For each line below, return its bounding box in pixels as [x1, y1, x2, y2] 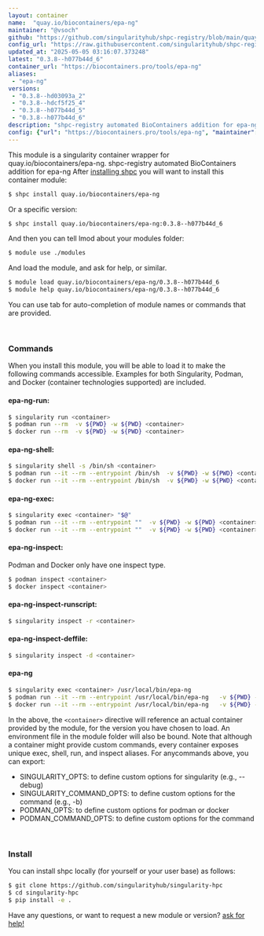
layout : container [8, 11, 68, 20]
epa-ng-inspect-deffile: [8, 634, 88, 644]
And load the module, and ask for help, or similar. [8, 263, 167, 273]
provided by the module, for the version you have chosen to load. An [8, 723, 230, 732]
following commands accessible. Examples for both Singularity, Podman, [8, 369, 244, 379]
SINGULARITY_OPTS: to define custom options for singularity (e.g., [19, 772, 237, 781]
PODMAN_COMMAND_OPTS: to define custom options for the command [19, 813, 255, 823]
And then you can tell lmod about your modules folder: [8, 233, 185, 244]
